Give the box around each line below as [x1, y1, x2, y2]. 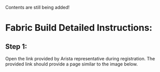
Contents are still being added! [5, 5, 70, 10]
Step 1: [5, 42, 28, 51]
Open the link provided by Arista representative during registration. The [5, 56, 155, 61]
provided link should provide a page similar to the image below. [5, 61, 138, 67]
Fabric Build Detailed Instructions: [5, 22, 153, 33]
